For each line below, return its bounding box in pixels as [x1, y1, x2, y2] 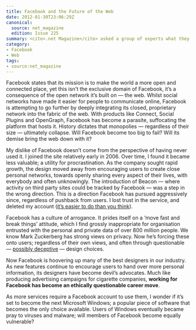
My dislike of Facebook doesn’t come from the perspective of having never [6, 147, 187, 154]
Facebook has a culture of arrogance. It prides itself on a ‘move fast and [6, 214, 180, 221]
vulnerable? [6, 318, 35, 325]
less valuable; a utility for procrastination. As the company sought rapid [6, 159, 178, 166]
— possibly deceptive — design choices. [6, 245, 104, 252]
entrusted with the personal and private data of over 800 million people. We [6, 227, 188, 234]
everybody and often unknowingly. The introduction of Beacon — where [6, 178, 180, 185]
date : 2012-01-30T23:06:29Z [6, 14, 75, 20]
